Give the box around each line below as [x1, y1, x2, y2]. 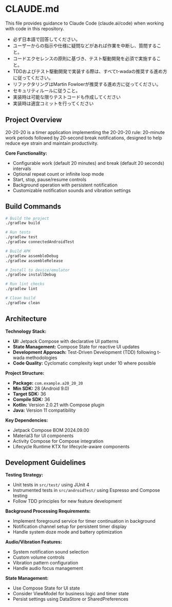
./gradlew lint [5, 286, 38, 292]
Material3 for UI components [12, 432, 74, 439]
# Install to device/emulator [5, 268, 70, 273]
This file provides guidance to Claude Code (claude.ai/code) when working [5, 20, 164, 26]
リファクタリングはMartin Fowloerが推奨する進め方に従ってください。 [12, 81, 161, 87]
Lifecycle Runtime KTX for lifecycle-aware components [12, 443, 130, 449]
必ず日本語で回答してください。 [12, 36, 81, 42]
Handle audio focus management [12, 565, 83, 572]
